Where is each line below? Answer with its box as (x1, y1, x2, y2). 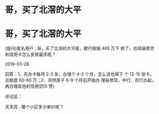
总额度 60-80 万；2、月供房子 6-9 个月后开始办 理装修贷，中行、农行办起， (5, 77, 156, 83)
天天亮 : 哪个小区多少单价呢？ (5, 104, 64, 110)
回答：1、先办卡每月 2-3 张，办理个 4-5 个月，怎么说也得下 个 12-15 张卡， (5, 71, 155, 77)
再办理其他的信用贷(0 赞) (5, 83, 55, 89)
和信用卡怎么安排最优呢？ (5, 51, 56, 57)
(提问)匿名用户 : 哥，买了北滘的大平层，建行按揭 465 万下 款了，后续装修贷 (5, 46, 155, 51)
